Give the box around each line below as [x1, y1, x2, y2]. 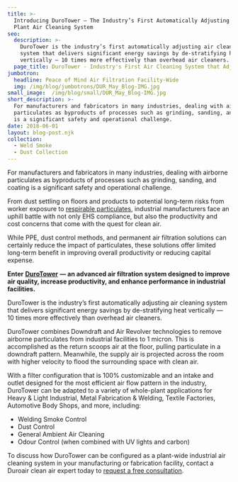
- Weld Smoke [13, 142, 52, 150]
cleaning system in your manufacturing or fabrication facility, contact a [7, 459, 214, 467]
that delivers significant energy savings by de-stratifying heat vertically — [7, 306, 223, 314]
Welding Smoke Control [17, 415, 87, 423]
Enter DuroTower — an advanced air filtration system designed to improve [7, 270, 230, 278]
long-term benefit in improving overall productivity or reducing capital [7, 249, 211, 257]
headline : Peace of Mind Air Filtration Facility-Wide [13, 76, 179, 84]
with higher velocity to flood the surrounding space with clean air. [7, 357, 199, 366]
